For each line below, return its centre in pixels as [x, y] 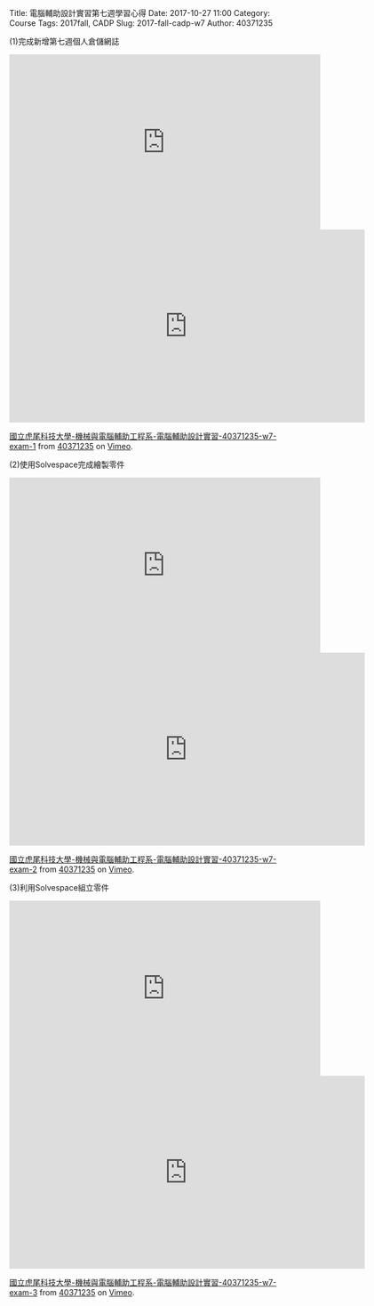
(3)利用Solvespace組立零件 [59, 887]
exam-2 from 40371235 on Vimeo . [72, 869]
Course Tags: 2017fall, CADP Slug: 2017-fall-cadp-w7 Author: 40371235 [141, 23]
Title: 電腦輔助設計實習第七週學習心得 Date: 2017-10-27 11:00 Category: [140, 13]
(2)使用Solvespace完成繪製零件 [67, 464]
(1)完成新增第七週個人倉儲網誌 [64, 41]
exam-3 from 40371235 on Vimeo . [72, 1292]
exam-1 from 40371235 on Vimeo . [71, 446]
